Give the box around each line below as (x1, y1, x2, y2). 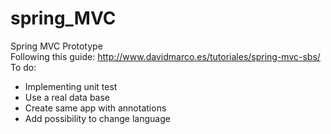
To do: (10, 61, 37, 73)
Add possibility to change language (24, 112, 171, 124)
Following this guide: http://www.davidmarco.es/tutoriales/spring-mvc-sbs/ (10, 50, 321, 62)
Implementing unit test (24, 80, 118, 92)
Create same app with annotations (24, 102, 167, 114)
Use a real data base (24, 91, 111, 103)
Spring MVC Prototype (10, 40, 103, 52)
